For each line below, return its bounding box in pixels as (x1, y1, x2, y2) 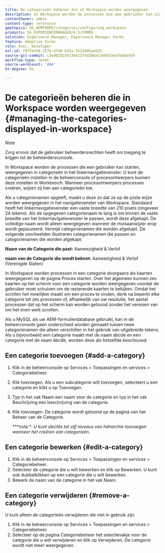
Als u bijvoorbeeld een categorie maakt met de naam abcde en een (5, 332, 141, 338)
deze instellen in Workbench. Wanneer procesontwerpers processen (5, 180, 144, 185)
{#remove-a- (89, 491, 130, 499)
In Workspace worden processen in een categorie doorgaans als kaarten (5, 270, 152, 276)
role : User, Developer (5, 44, 52, 49)
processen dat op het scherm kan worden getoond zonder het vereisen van (5, 301, 158, 307)
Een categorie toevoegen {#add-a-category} (5, 351, 146, 360)
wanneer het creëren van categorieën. (12, 429, 90, 434)
